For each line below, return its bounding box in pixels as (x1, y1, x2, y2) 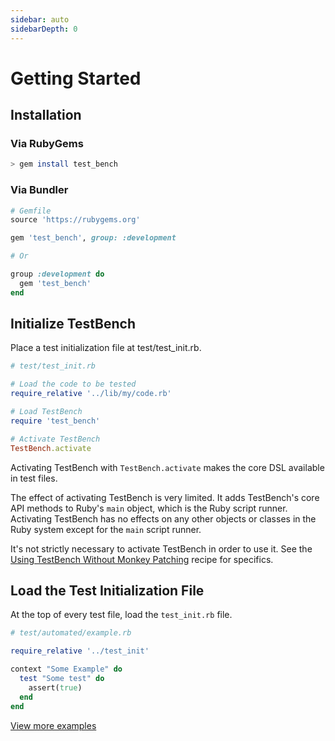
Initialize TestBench (10, 316, 137, 333)
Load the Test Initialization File (10, 582, 205, 599)
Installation (10, 107, 82, 124)
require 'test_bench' (10, 416, 101, 426)
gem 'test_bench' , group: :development (10, 233, 177, 243)
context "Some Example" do (10, 664, 123, 675)
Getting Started (10, 67, 142, 90)
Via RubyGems (10, 137, 84, 150)
